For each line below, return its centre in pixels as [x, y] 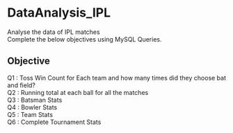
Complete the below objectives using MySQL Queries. [85, 39]
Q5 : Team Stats [30, 114]
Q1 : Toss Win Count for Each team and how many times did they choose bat [117, 78]
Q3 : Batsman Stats [35, 100]
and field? [22, 85]
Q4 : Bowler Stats [32, 107]
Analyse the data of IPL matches [54, 32]
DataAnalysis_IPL [59, 13]
